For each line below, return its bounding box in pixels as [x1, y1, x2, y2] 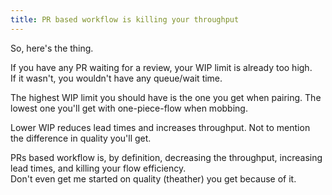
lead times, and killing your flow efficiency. [10, 162, 187, 174]
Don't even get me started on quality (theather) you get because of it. [10, 172, 297, 185]
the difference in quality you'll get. [10, 132, 152, 144]
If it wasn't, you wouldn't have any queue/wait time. [10, 72, 223, 84]
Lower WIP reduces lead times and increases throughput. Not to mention [10, 121, 311, 133]
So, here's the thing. [10, 42, 94, 54]
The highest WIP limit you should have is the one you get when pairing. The [10, 91, 322, 103]
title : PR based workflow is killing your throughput [10, 14, 240, 25]
